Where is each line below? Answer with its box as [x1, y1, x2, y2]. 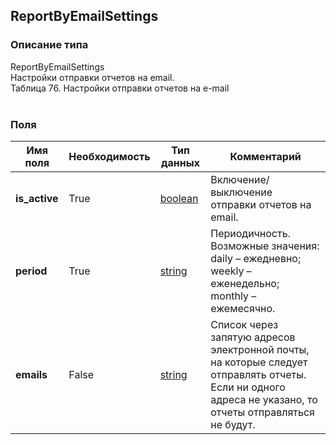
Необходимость [68, 149, 151, 163]
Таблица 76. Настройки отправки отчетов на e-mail [10, 82, 230, 94]
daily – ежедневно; [210, 251, 302, 265]
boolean [159, 191, 199, 205]
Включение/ [210, 172, 270, 186]
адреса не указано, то [210, 392, 318, 406]
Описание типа [10, 38, 89, 52]
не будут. [210, 417, 256, 431]
